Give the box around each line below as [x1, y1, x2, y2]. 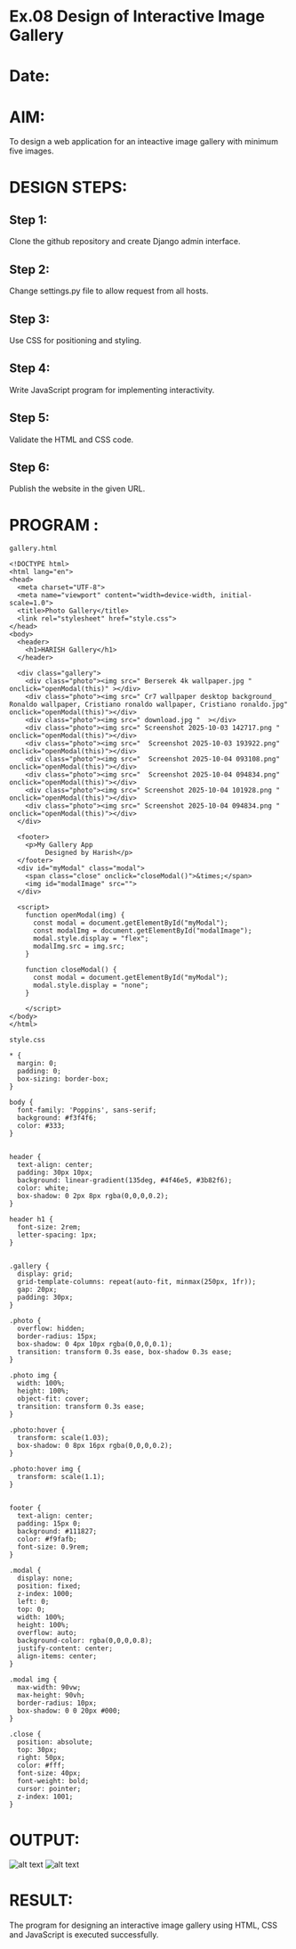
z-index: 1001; [17, 1792, 74, 1802]
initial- [220, 591, 252, 600]
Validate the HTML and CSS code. [9, 434, 134, 445]
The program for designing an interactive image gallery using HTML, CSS [9, 1920, 278, 1931]
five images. [9, 145, 54, 157]
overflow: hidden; [17, 1324, 86, 1334]
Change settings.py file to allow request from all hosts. [9, 285, 209, 296]
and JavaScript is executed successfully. [9, 1929, 159, 1940]
